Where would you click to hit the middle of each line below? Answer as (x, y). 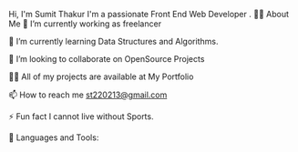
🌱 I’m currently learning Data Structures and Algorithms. (113, 41)
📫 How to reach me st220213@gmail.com (88, 95)
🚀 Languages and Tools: (54, 137)
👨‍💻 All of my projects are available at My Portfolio (101, 76)
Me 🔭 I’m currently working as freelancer (85, 24)
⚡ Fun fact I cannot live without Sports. (81, 117)
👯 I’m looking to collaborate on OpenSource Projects (107, 59)
